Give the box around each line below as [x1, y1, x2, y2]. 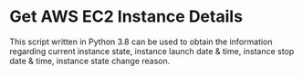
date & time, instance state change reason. [9, 55, 171, 66]
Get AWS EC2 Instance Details [9, 6, 244, 27]
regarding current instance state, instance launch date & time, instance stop [9, 45, 295, 56]
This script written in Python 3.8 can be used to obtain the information [9, 36, 273, 47]
